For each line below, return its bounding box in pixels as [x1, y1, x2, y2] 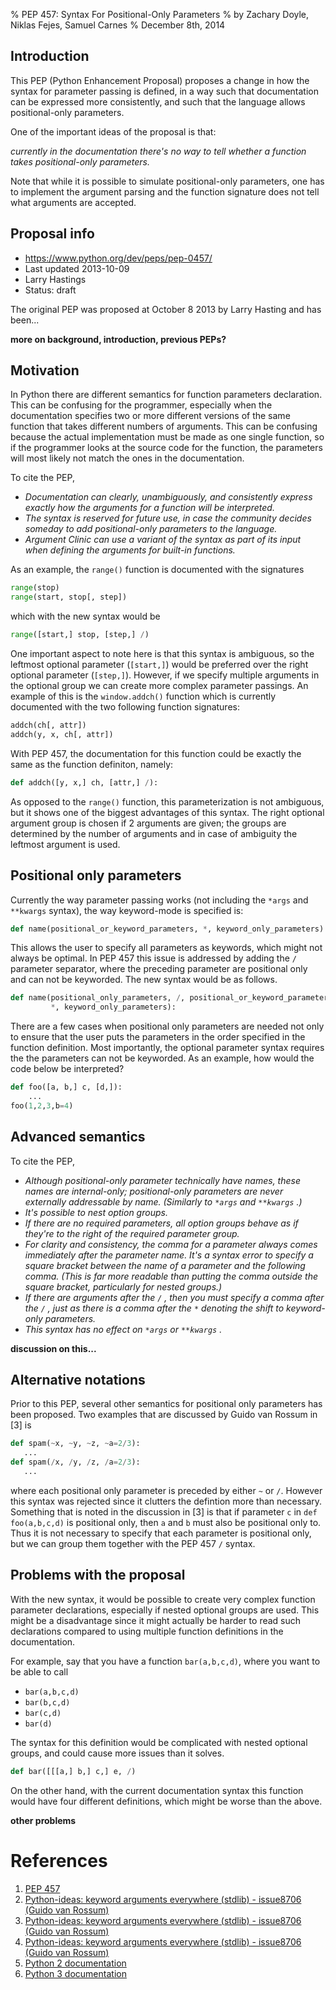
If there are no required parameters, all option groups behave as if [24, 1217, 299, 1229]
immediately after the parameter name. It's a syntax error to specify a [24, 1249, 314, 1261]
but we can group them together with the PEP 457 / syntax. [10, 1537, 256, 1549]
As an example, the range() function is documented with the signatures [10, 564, 305, 576]
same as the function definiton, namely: [10, 758, 174, 770]
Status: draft [24, 284, 77, 296]
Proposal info [10, 225, 95, 243]
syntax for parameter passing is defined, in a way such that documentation [10, 85, 319, 97]
